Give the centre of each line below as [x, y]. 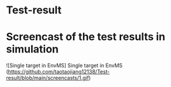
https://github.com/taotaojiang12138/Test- [59, 72]
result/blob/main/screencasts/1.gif [48, 78]
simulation [32, 49]
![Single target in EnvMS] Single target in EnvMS [64, 65]
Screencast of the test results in [86, 37]
